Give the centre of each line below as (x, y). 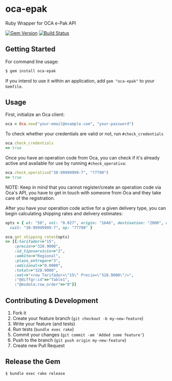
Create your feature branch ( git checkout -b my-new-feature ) (78, 318)
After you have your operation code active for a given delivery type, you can (86, 208)
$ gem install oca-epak (31, 71)
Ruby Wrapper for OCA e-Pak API (41, 23)
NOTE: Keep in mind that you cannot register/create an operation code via (83, 187)
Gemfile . (14, 86)
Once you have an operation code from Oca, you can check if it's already (82, 158)
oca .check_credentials (29, 143)
